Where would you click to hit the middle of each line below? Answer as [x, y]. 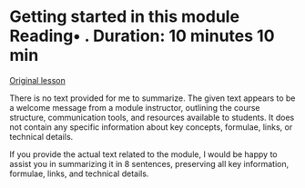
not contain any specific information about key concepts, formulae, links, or [151, 127]
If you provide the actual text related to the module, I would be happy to [143, 154]
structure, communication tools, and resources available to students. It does [152, 117]
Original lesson [37, 80]
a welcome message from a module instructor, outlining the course [135, 107]
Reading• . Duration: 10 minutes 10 [142, 36]
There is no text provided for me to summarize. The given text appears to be [152, 98]
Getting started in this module [124, 17]
